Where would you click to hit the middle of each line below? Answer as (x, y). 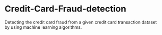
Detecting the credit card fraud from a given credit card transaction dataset (81, 22)
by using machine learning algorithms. (43, 27)
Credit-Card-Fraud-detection (65, 9)
